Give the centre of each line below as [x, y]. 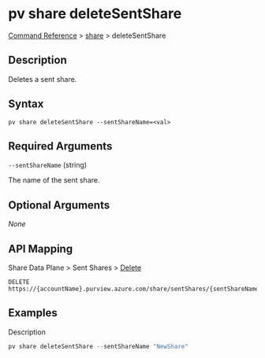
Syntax [26, 104]
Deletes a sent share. [43, 79]
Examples [33, 313]
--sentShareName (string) [48, 165]
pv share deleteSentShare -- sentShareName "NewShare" [99, 346]
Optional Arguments [59, 205]
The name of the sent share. [54, 180]
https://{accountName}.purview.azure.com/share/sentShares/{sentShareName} [135, 289]
